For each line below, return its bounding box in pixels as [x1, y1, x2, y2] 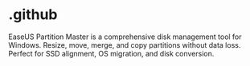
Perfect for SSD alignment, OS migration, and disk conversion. [8, 49, 215, 58]
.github [8, 6, 58, 24]
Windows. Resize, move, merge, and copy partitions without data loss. [8, 40, 241, 49]
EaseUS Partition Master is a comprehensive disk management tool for [8, 32, 243, 41]
